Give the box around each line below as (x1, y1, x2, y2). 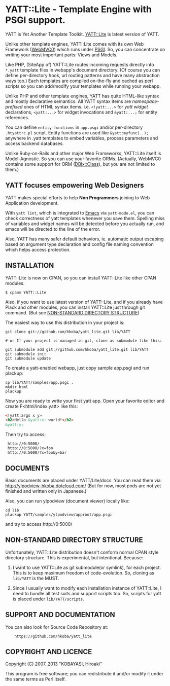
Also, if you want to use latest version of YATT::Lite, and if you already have (5, 299, 163, 305)
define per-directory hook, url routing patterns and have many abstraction (5, 72, 160, 78)
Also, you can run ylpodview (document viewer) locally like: (5, 498, 130, 504)
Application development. (5, 200, 59, 206)
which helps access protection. (5, 246, 71, 252)
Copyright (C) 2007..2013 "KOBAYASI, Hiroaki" (5, 661, 103, 667)
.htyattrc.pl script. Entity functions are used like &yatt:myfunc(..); (5, 129, 149, 135)
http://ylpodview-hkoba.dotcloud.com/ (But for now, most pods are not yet (5, 483, 161, 489)
